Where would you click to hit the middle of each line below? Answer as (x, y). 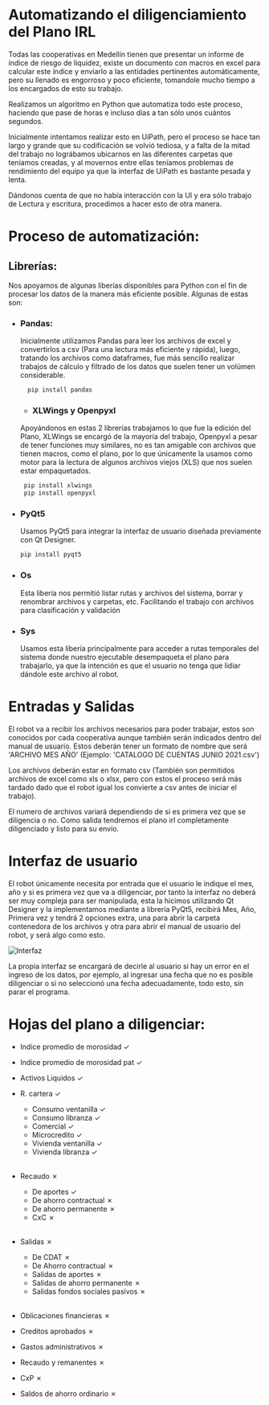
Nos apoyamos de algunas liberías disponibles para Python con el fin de (128, 285)
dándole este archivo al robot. (69, 673)
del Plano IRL (52, 32)
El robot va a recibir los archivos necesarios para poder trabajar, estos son (131, 729)
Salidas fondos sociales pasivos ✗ (89, 1291)
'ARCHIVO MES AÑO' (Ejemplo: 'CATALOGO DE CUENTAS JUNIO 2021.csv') (134, 754)
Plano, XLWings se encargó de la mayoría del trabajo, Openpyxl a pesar (139, 437)
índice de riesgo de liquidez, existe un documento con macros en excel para (134, 63)
